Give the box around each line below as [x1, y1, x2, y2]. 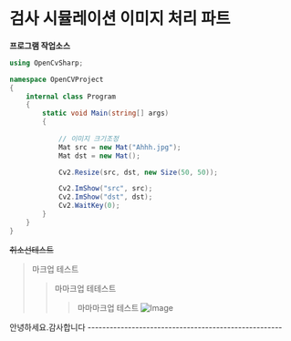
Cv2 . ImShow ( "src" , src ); [57, 184, 153, 193]
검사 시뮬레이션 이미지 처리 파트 [9, 8, 231, 29]
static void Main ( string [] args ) [42, 108, 170, 119]
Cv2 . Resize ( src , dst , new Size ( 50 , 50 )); [57, 168, 219, 177]
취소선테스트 [9, 243, 55, 255]
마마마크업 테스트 [77, 302, 140, 313]
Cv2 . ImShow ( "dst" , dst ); [57, 192, 153, 201]
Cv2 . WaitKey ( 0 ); [57, 201, 120, 211]
